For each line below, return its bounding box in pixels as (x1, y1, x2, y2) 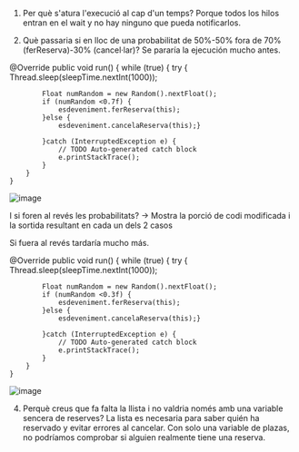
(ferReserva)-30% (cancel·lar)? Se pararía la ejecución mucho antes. (22, 44, 281, 55)
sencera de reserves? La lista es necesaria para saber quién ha (22, 413, 260, 423)
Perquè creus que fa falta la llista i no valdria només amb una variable (22, 403, 284, 414)
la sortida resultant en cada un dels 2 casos (9, 220, 173, 231)
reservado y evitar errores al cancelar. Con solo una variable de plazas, (22, 422, 290, 433)
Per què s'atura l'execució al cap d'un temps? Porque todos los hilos (22, 8, 280, 18)
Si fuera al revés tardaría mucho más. (9, 238, 150, 248)
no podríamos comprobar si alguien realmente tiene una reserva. (22, 432, 266, 443)
